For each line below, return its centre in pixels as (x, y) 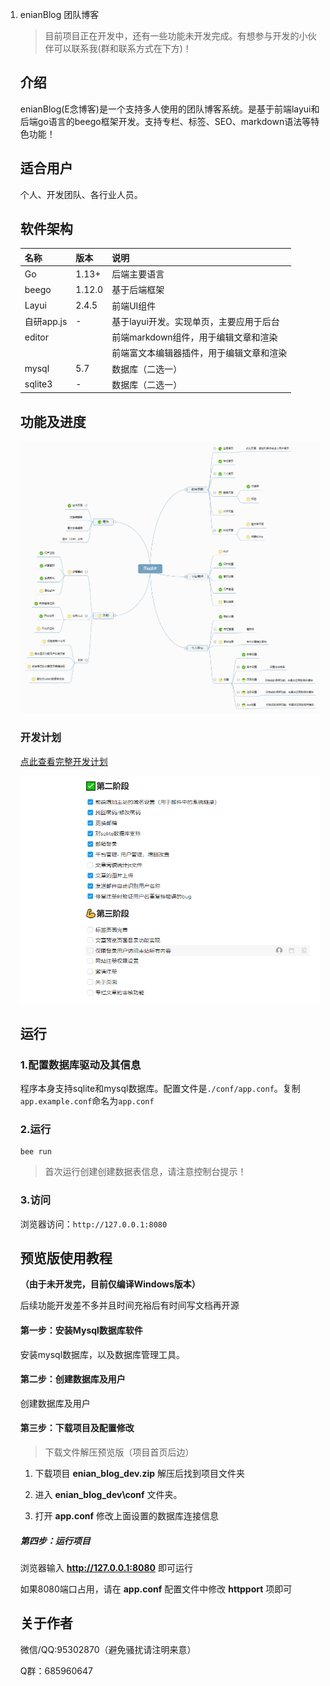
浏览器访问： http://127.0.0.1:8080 (93, 1224)
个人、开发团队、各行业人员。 (81, 194)
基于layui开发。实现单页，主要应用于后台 (195, 321)
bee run (35, 1152)
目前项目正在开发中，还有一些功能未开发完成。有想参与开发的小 (176, 36)
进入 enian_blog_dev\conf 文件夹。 (108, 1494)
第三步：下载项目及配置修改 (77, 1428)
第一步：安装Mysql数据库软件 (81, 1330)
